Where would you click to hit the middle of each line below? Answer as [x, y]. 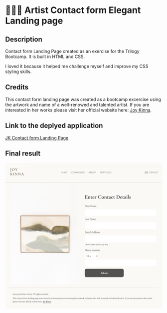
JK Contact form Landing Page [37, 137]
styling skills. [18, 71]
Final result [23, 154]
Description [24, 39]
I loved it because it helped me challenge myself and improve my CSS [77, 66]
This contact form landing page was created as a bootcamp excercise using [83, 99]
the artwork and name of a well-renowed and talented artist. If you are [77, 104]
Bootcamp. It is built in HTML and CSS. [45, 56]
